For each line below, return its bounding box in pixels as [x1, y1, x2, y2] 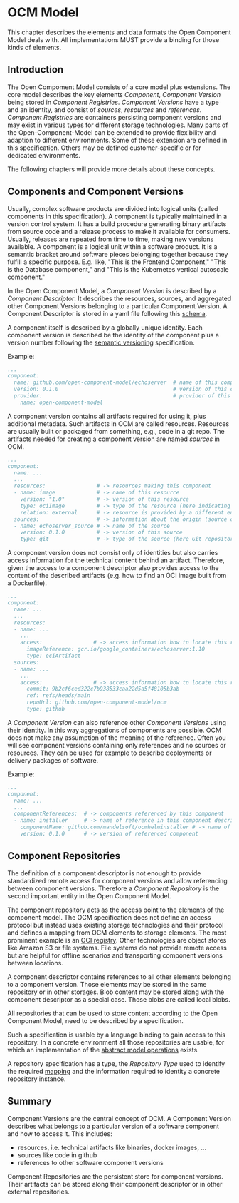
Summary [7, 1095, 52, 1107]
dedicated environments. [7, 151, 80, 159]
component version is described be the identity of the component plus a [7, 330, 219, 339]
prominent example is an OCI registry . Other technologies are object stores [7, 935, 227, 944]
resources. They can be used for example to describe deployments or [7, 748, 212, 757]
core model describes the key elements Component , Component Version [7, 90, 221, 98]
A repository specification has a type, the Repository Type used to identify [7, 1059, 225, 1067]
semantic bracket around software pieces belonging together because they [7, 250, 228, 258]
